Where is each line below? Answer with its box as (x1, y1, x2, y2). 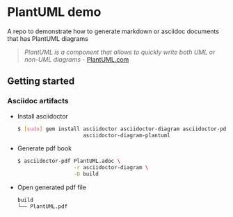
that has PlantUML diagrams (7, 34, 88, 42)
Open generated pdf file (17, 183, 87, 191)
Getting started (7, 76, 75, 87)
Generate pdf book (17, 144, 72, 153)
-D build (73, 171, 99, 177)
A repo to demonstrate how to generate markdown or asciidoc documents (7, 27, 219, 35)
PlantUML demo (7, 4, 102, 20)
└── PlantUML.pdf (17, 202, 68, 210)
